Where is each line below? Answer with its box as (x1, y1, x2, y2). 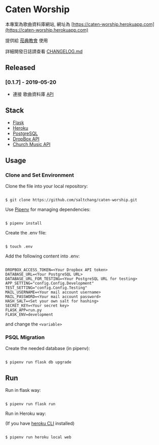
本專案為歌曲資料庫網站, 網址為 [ (5, 21, 74, 27)
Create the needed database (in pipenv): (5, 345, 90, 352)
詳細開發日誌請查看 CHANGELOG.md (5, 48, 83, 54)
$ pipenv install (5, 221, 42, 226)
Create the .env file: (5, 230, 47, 236)
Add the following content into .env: (5, 253, 80, 259)
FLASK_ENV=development (5, 312, 53, 317)
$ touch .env (5, 244, 33, 249)
